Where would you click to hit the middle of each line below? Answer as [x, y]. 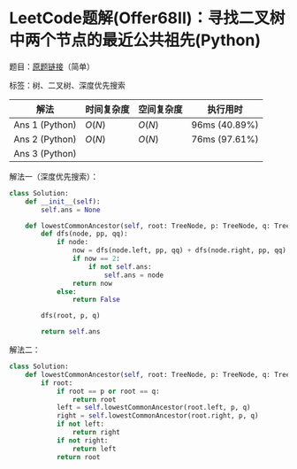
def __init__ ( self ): [63, 201]
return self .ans [71, 332]
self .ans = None [71, 210]
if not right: [82, 440]
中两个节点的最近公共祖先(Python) [135, 40]
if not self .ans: [120, 266]
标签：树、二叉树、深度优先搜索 [67, 85]
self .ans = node [134, 275]
